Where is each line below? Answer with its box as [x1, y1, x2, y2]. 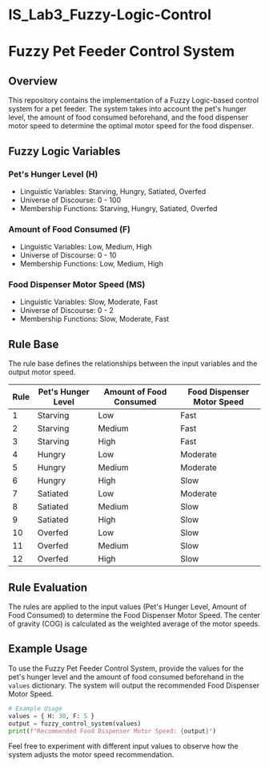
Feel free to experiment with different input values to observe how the [8, 741, 239, 751]
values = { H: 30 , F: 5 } [8, 712, 94, 720]
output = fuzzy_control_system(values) [8, 720, 142, 728]
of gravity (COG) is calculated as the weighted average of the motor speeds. [8, 619, 260, 629]
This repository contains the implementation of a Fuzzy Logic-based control [8, 95, 259, 105]
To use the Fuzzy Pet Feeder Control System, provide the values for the [8, 664, 244, 673]
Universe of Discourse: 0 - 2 [19, 306, 114, 315]
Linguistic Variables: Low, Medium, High [19, 242, 152, 252]
